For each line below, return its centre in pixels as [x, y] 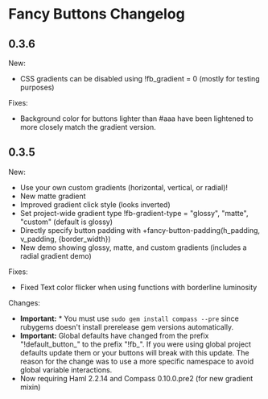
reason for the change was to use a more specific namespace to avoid [137, 361]
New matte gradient [53, 196]
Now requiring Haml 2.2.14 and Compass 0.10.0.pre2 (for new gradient [136, 378]
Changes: [24, 302]
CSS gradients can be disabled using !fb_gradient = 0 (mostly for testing [140, 79]
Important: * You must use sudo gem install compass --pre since [129, 318]
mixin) [30, 387]
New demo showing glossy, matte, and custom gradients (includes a [133, 247]
